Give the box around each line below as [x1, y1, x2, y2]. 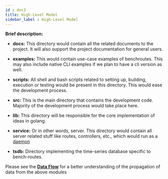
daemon [12, 138, 30, 145]
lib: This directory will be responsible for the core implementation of [12, 112, 155, 118]
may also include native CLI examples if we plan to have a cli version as [12, 62, 162, 68]
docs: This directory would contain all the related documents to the [12, 41, 154, 47]
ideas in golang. [12, 118, 46, 124]
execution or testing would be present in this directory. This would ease [12, 82, 162, 88]
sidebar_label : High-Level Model [5, 17, 79, 22]
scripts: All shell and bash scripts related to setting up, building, [12, 77, 147, 83]
